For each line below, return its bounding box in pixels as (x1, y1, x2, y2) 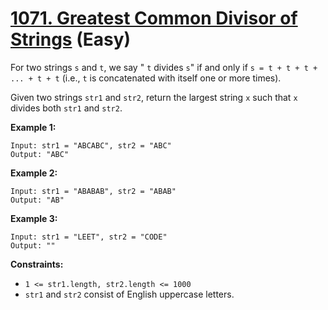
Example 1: (10, 121, 57, 133)
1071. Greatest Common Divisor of (10, 7, 298, 30)
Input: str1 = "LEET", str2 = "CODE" (10, 232, 168, 242)
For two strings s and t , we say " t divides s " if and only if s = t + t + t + (10, 61, 318, 73)
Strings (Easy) (10, 28, 132, 51)
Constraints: (10, 258, 64, 270)
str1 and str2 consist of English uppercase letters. (24, 288, 235, 300)
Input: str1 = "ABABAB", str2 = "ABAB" (10, 186, 177, 196)
